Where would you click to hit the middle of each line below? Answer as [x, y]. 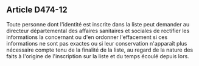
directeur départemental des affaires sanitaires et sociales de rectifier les [98, 31]
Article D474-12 [37, 10]
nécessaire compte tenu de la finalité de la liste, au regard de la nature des [100, 50]
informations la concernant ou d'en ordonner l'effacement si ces [87, 37]
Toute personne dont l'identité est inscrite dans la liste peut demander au [98, 24]
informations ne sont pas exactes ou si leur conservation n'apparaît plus [97, 43]
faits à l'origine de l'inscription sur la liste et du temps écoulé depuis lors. [98, 56]
